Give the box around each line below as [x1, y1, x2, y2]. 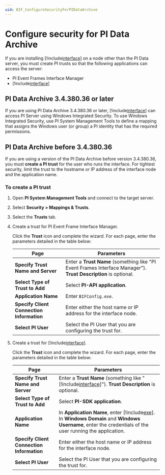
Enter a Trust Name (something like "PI [65, 258, 156, 265]
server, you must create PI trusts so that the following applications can [5, 60, 148, 66]
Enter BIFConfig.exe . [65, 293, 113, 300]
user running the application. [58, 428, 125, 435]
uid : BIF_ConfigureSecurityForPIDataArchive [5, 7, 98, 12]
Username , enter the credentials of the [58, 421, 149, 428]
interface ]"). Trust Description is [79, 381, 156, 388]
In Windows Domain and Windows [58, 415, 141, 422]
